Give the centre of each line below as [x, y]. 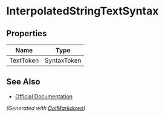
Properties [27, 33]
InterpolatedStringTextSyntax [82, 11]
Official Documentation [44, 96]
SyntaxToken [63, 60]
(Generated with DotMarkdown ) [46, 108]
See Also [23, 82]
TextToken [24, 60]
